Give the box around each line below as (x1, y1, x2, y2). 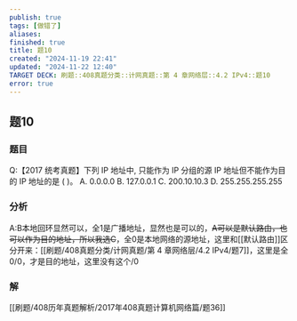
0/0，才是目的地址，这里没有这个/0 (9, 255, 140, 267)
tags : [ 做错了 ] (9, 21, 62, 30)
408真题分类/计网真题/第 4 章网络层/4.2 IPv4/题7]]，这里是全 (64, 245, 289, 255)
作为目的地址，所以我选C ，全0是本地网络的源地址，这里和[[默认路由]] (24, 233, 281, 245)
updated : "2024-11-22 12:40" (9, 63, 117, 72)
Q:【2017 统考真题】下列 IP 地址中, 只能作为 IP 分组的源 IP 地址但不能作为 (9, 165, 278, 176)
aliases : (9, 29, 42, 38)
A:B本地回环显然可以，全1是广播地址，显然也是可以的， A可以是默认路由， (9, 222, 280, 233)
